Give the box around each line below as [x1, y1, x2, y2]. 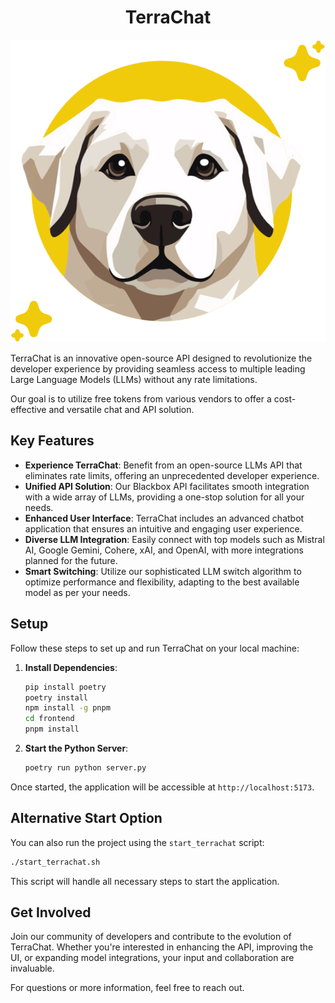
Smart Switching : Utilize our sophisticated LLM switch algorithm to [24, 565, 302, 577]
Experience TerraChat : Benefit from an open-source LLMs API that [24, 459, 303, 471]
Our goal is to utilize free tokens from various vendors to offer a [10, 393, 272, 405]
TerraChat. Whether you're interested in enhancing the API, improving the [10, 941, 314, 953]
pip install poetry [24, 682, 107, 692]
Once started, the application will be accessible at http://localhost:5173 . [10, 781, 315, 793]
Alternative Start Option [10, 810, 163, 827]
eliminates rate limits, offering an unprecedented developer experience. [24, 469, 320, 481]
